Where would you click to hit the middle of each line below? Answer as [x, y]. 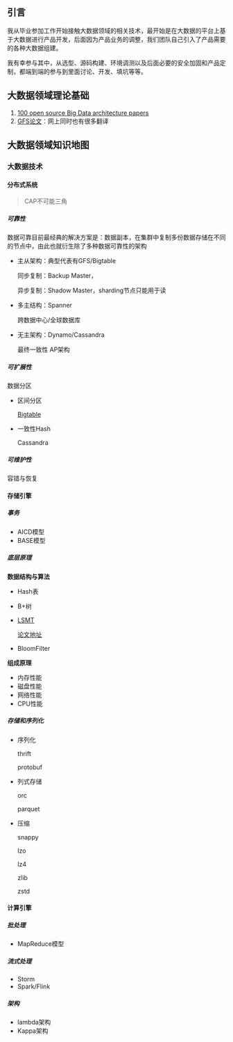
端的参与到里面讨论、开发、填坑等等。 [92, 71]
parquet [28, 809]
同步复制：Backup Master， [57, 276]
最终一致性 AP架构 [44, 349]
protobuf [30, 767]
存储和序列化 [25, 721]
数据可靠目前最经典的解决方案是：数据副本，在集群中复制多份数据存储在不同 [116, 237]
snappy [28, 837]
